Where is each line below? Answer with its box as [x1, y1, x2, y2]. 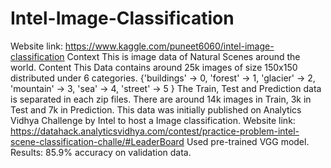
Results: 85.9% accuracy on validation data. [10, 146, 192, 158]
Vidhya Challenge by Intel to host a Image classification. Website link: [10, 114, 296, 126]
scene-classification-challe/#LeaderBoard [10, 135, 185, 147]
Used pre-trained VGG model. [186, 135, 310, 147]
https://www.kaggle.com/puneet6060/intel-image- [64, 40, 275, 52]
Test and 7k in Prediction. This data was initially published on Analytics [10, 103, 302, 116]
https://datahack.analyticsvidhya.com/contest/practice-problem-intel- [10, 125, 300, 137]
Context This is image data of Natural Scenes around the [66, 50, 301, 62]
